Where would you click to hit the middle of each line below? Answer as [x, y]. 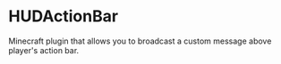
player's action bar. [44, 50]
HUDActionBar [63, 16]
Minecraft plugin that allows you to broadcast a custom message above [140, 41]
